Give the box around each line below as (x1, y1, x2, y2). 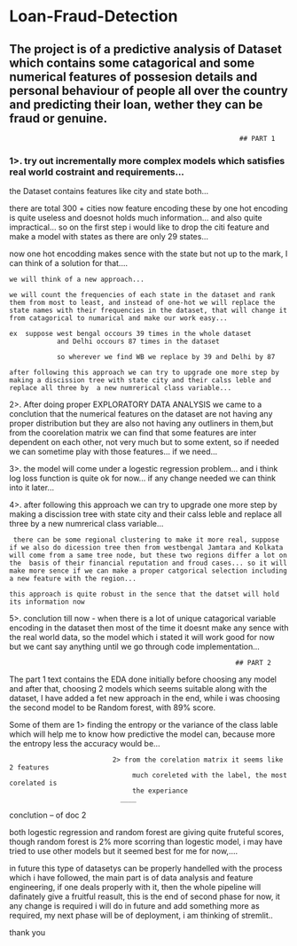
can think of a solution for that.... (9, 258, 129, 269)
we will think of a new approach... (9, 275, 145, 285)
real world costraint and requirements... (9, 166, 184, 178)
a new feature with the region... (9, 575, 137, 583)
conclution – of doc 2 (9, 809, 87, 821)
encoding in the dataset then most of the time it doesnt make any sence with (9, 622, 289, 633)
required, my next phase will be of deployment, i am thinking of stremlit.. (9, 911, 273, 921)
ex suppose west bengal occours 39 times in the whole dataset (9, 330, 252, 339)
